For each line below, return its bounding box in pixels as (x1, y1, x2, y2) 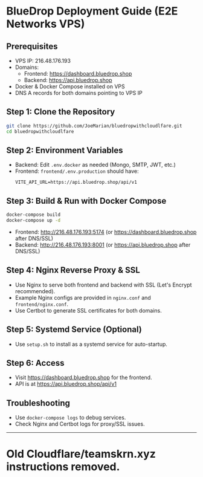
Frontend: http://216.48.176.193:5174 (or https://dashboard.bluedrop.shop (14, 228, 197, 235)
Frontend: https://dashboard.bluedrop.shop (24, 70, 132, 77)
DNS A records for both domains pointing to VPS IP (14, 89, 143, 96)
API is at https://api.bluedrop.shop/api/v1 (14, 380, 117, 388)
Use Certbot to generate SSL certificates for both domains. (14, 307, 162, 314)
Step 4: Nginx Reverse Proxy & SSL (6, 265, 140, 276)
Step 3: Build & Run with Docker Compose (6, 195, 167, 206)
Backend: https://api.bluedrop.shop (24, 77, 112, 83)
